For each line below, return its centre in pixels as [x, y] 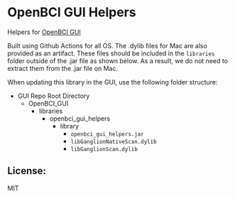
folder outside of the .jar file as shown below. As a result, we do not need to [118, 60]
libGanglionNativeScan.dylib [114, 142]
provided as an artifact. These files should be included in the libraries [111, 53]
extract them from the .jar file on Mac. [63, 68]
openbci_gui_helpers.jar [107, 134]
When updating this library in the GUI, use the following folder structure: [113, 82]
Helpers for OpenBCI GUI [44, 32]
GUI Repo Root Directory [54, 96]
